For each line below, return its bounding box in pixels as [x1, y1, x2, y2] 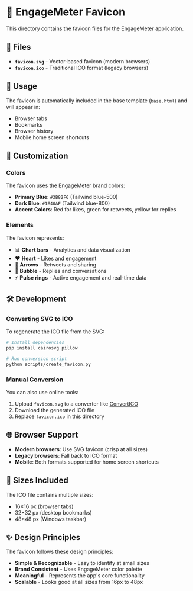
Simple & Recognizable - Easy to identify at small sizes [14, 560, 149, 567]
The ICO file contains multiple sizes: [6, 491, 94, 498]
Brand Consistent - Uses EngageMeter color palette [14, 566, 143, 573]
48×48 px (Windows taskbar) [14, 515, 87, 522]
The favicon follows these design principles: [6, 548, 114, 555]
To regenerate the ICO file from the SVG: [6, 328, 105, 335]
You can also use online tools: [6, 389, 78, 396]
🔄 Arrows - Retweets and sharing [14, 261, 96, 268]
